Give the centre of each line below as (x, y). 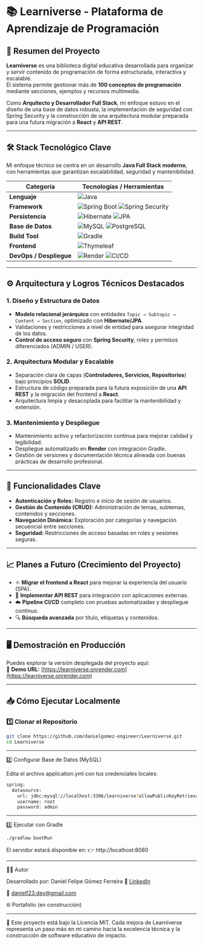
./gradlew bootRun (29, 838)
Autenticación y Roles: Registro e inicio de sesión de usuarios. (93, 501)
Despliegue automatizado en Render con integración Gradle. (91, 449)
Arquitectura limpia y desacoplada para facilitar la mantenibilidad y (98, 400)
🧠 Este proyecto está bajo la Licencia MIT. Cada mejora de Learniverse (94, 923)
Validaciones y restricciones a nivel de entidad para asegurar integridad (105, 326)
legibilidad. (29, 443)
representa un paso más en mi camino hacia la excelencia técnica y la (93, 929)
